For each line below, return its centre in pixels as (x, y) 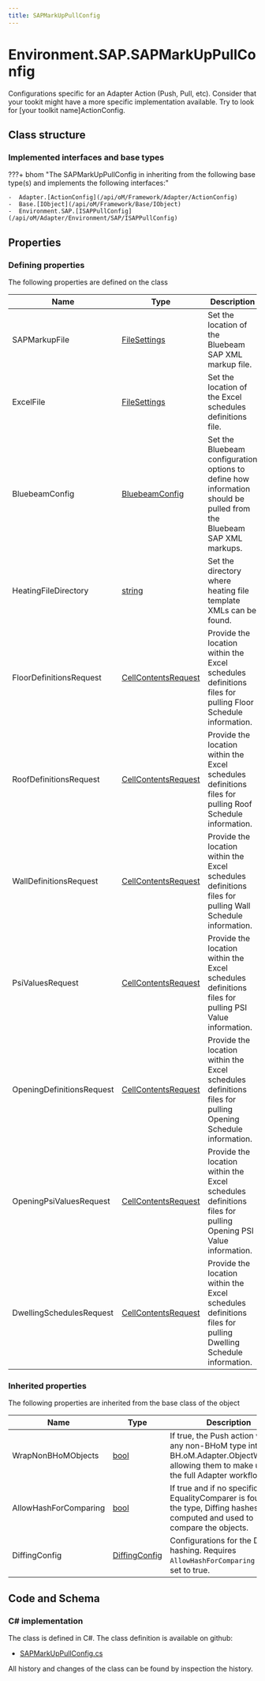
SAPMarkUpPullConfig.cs (61, 1653)
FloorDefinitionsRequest (57, 677)
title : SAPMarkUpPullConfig (54, 15)
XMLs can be (232, 610)
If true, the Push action (212, 1436)
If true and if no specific (214, 1488)
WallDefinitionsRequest (55, 880)
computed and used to (212, 1518)
